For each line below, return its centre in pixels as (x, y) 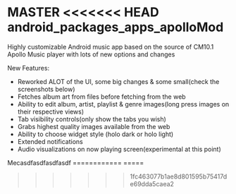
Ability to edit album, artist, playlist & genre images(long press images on (123, 104)
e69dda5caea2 (152, 183)
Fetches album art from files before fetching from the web (101, 97)
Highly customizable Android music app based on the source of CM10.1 (111, 47)
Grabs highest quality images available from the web (94, 126)
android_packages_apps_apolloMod (116, 27)
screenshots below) (46, 89)
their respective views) (51, 111)
